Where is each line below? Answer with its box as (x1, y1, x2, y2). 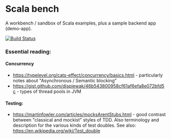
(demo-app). (5, 25, 32, 31)
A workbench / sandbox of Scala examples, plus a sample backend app (5, 20, 156, 26)
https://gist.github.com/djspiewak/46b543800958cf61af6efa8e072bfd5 (12, 83, 165, 89)
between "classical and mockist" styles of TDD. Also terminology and (12, 117, 160, 123)
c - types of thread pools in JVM (12, 88, 81, 95)
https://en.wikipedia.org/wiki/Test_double (12, 128, 101, 134)
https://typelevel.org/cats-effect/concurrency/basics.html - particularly (12, 72, 163, 78)
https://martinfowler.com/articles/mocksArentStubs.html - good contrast (12, 111, 166, 118)
